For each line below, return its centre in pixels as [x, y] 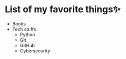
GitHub [27, 45]
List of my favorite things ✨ [63, 9]
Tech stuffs [24, 29]
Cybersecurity [35, 51]
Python [27, 35]
